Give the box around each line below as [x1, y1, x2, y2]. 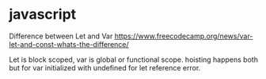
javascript [9, 5, 77, 23]
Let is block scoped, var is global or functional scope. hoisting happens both [9, 55, 258, 64]
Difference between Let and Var [9, 31, 113, 41]
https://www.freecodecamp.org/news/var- [114, 31, 253, 41]
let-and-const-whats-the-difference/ [9, 39, 129, 48]
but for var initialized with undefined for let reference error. [9, 63, 201, 72]
